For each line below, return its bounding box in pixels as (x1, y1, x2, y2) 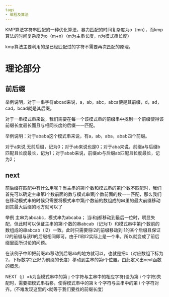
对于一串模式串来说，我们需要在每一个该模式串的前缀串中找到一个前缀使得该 (5, 116, 164, 122)
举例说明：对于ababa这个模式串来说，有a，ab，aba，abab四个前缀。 (5, 133, 150, 139)
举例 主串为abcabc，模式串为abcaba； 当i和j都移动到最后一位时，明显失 (5, 214, 155, 220)
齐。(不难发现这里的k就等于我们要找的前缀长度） (5, 286, 107, 292)
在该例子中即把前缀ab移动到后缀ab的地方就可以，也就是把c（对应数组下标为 (5, 250, 163, 257)
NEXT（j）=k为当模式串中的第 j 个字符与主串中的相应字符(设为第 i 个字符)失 (5, 274, 162, 280)
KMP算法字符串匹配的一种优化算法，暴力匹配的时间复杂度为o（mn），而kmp (5, 26, 163, 33)
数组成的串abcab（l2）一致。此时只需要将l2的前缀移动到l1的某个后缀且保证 (5, 227, 161, 233)
